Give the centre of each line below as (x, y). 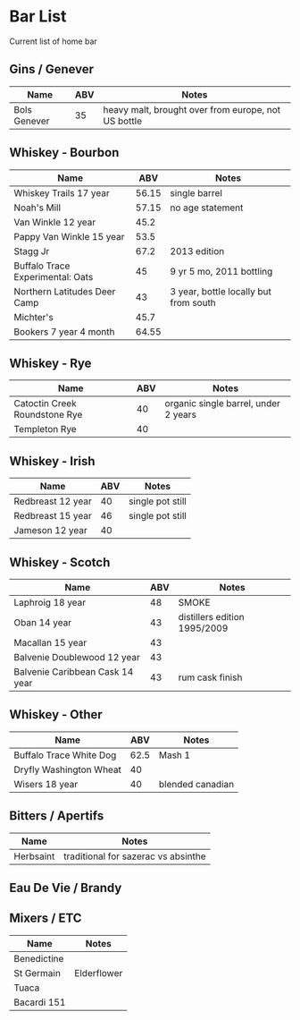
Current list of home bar (54, 41)
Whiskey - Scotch (60, 562)
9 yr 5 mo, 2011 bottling (221, 271)
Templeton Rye (46, 429)
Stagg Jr (32, 251)
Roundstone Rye (48, 415)
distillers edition (211, 617)
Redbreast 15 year (53, 516)
